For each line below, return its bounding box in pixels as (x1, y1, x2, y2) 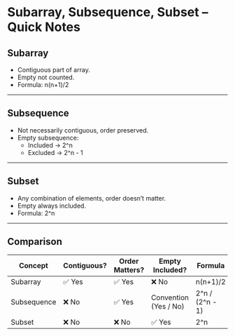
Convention (150, 293, 190, 302)
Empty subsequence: (17, 133, 79, 142)
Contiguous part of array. (17, 66, 91, 74)
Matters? (113, 265, 145, 275)
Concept (18, 261, 49, 271)
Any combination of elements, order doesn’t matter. (17, 194, 166, 202)
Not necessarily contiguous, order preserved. (17, 126, 149, 134)
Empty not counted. (17, 73, 75, 81)
